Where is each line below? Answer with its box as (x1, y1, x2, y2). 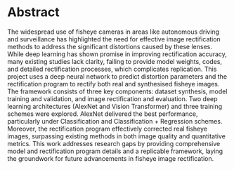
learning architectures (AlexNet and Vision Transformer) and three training (7, 102, 223, 110)
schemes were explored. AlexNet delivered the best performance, (7, 110, 198, 118)
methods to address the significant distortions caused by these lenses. (7, 42, 213, 51)
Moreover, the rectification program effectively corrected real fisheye (7, 124, 208, 133)
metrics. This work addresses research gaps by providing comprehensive (7, 139, 221, 148)
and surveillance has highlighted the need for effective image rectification (7, 34, 221, 43)
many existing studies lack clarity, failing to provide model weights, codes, (7, 57, 223, 65)
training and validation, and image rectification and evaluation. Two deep (7, 94, 218, 103)
